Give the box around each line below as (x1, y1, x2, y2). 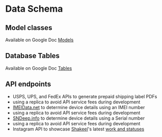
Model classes (5, 23, 52, 32)
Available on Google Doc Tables (5, 65, 72, 71)
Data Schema (5, 3, 63, 15)
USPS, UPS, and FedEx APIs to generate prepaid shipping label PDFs (12, 93, 157, 99)
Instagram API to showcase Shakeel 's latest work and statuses (12, 126, 144, 132)
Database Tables (5, 51, 60, 60)
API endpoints (5, 80, 51, 89)
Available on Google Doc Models (5, 37, 74, 43)
